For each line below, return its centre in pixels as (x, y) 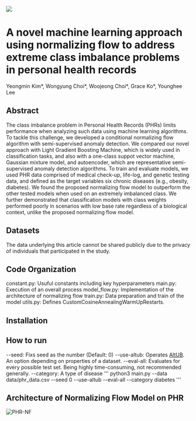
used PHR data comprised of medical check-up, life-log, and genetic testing (98, 175)
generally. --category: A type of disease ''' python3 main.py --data (87, 373)
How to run (27, 340)
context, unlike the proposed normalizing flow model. (70, 212)
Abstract (23, 111)
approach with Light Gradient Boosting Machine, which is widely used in (93, 150)
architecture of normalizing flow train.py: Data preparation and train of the (95, 296)
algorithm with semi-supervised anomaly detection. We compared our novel (97, 144)
